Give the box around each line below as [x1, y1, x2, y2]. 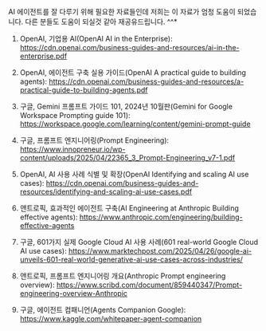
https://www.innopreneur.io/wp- [19, 144, 126, 154]
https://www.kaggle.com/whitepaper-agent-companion [19, 314, 202, 323]
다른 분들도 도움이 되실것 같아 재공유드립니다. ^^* [25, 17, 178, 26]
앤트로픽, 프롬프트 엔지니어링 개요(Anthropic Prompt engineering [19, 271, 226, 281]
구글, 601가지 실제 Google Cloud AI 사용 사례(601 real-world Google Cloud [19, 238, 259, 246]
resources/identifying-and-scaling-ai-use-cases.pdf [19, 187, 193, 196]
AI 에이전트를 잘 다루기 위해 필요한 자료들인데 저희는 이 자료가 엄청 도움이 [8, 7, 237, 16]
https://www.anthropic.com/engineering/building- [79, 212, 243, 222]
